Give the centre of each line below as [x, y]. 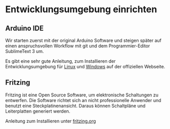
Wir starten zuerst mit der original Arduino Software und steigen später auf [83, 40]
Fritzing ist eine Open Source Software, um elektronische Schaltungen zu [82, 95]
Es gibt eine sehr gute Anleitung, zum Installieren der [60, 61]
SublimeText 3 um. [25, 51]
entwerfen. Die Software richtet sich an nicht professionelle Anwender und [83, 100]
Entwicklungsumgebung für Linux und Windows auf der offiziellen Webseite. [85, 67]
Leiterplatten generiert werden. [38, 111]
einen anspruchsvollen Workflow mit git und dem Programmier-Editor [78, 46]
